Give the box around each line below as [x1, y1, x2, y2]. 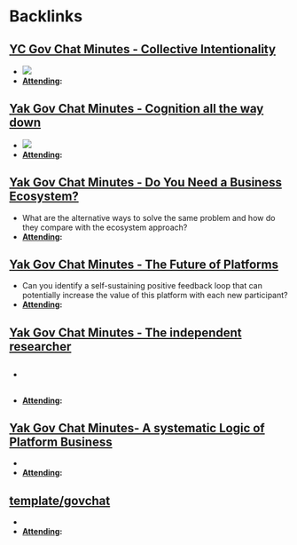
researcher [9, 339, 72, 354]
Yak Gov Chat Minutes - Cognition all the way [9, 101, 264, 116]
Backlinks [9, 6, 83, 27]
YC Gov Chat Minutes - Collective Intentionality [9, 42, 277, 57]
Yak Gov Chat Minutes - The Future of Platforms [9, 257, 279, 272]
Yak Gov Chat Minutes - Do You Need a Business [9, 175, 282, 190]
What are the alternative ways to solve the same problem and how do [21, 212, 276, 223]
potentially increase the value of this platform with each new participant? [21, 290, 288, 301]
